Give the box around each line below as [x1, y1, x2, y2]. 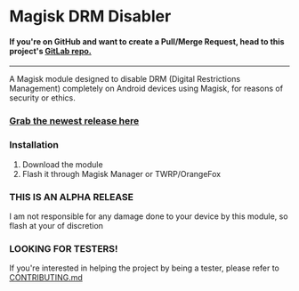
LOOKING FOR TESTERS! [9, 242, 118, 255]
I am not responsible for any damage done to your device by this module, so [9, 211, 288, 222]
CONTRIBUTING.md [9, 272, 83, 283]
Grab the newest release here [9, 115, 140, 127]
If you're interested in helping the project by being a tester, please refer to [9, 263, 280, 273]
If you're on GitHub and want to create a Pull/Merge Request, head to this [9, 36, 285, 46]
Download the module [21, 158, 104, 170]
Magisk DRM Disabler [9, 6, 172, 27]
